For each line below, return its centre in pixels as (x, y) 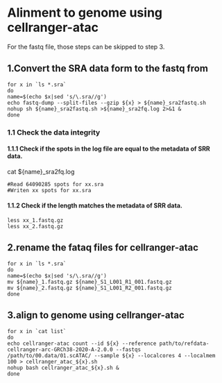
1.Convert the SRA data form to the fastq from (108, 68)
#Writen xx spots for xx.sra (49, 190)
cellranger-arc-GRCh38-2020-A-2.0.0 (60, 349)
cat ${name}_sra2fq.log (41, 171)
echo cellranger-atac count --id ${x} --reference (82, 343)
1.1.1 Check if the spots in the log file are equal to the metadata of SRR (109, 149)
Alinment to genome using (85, 13)
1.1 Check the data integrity (54, 132)
